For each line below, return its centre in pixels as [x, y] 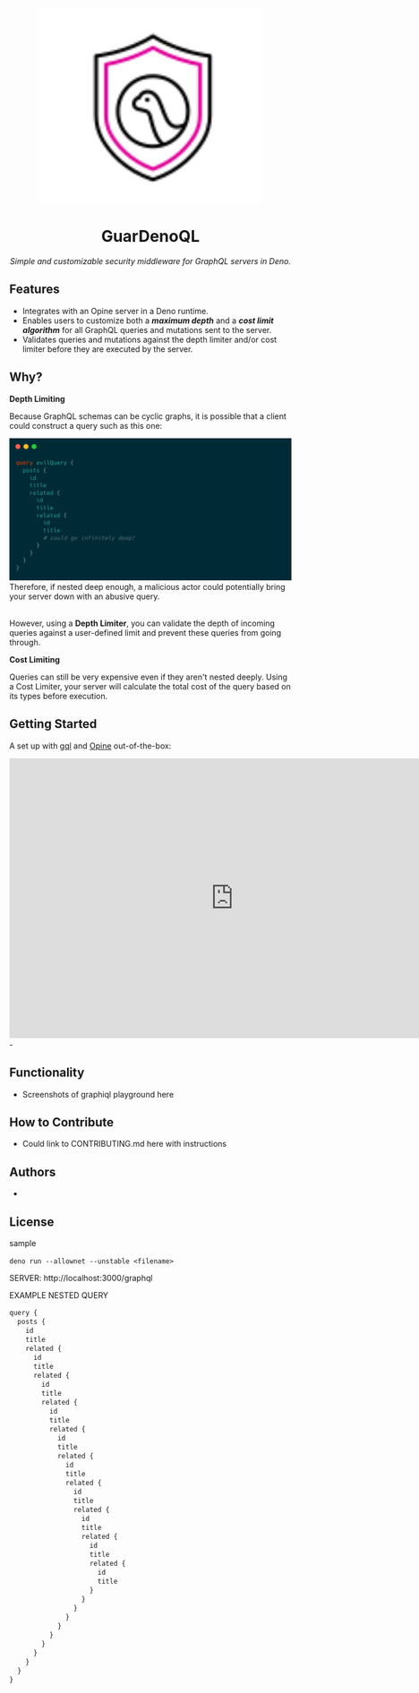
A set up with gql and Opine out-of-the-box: [90, 746]
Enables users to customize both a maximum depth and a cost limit [148, 321]
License [32, 1222]
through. [25, 643]
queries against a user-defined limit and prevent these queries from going [145, 633]
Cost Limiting [34, 660]
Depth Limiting [37, 398]
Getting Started [53, 724]
